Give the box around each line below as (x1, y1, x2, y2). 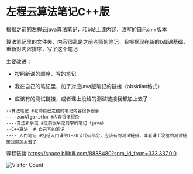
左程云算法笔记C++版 (6, 5, 110, 19)
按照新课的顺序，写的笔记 (14, 70, 77, 77)
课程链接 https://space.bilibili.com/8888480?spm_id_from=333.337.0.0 (6, 149, 177, 156)
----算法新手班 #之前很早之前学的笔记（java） (6, 120, 106, 126)
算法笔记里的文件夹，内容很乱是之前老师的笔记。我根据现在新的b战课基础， (6, 38, 189, 45)
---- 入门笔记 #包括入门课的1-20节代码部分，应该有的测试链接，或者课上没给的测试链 (6, 133, 187, 138)
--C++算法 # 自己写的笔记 (6, 126, 65, 132)
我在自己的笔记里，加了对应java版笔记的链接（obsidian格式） (14, 82, 163, 89)
